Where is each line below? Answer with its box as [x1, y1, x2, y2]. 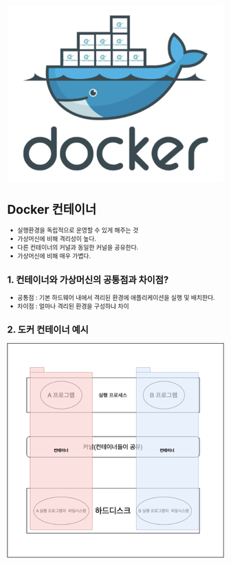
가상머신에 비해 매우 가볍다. [16, 252, 91, 260]
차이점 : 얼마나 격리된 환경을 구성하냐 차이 [16, 302, 129, 310]
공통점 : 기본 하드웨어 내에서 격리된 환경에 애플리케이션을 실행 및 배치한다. [16, 293, 215, 301]
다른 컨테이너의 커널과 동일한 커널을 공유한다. [16, 243, 139, 252]
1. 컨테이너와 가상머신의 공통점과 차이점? [7, 274, 169, 285]
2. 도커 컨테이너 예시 [7, 324, 89, 335]
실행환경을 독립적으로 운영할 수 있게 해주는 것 [16, 226, 139, 234]
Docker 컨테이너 [7, 202, 97, 218]
